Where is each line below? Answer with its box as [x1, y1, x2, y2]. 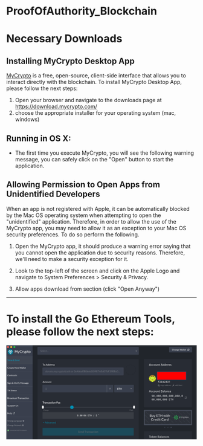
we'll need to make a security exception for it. [14, 255, 129, 262]
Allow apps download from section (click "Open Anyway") [14, 285, 160, 292]
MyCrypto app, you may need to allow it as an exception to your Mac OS [6, 224, 187, 231]
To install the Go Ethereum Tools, [6, 312, 175, 326]
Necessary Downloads [6, 32, 123, 46]
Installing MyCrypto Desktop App [6, 56, 135, 66]
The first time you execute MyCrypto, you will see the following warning [14, 149, 195, 157]
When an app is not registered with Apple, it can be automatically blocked [6, 205, 190, 212]
